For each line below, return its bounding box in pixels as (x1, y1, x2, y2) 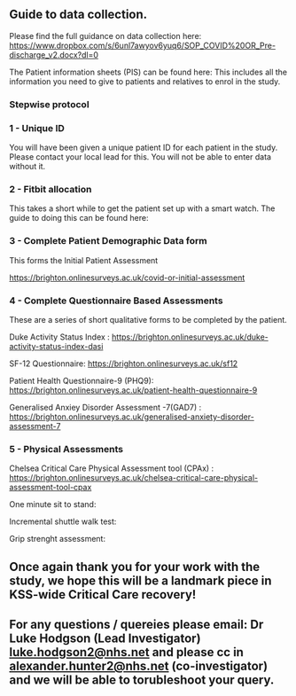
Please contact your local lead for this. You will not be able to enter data (9, 152, 272, 162)
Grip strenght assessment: (9, 534, 106, 544)
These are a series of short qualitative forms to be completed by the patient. (9, 314, 288, 325)
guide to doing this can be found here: (9, 213, 149, 223)
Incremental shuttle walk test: (9, 516, 117, 527)
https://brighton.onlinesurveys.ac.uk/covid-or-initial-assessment (9, 272, 245, 283)
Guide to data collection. (9, 7, 148, 22)
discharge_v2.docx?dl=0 (9, 49, 99, 60)
